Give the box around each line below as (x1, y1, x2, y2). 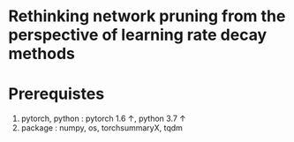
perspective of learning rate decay (8, 25, 268, 45)
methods (8, 44, 76, 64)
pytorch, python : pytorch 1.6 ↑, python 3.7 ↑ (20, 113, 186, 124)
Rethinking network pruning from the (8, 6, 286, 26)
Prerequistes (8, 84, 105, 104)
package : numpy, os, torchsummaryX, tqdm (20, 123, 183, 133)
